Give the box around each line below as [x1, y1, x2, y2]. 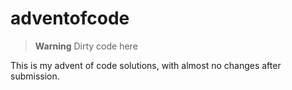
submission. [10, 70, 60, 82]
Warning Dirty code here [34, 40, 138, 52]
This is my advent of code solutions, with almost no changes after [10, 59, 282, 71]
